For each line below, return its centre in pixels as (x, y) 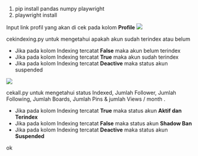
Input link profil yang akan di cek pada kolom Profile (71, 27)
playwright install (36, 15)
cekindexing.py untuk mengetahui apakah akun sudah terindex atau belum (98, 39)
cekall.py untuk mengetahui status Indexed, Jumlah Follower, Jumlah (91, 93)
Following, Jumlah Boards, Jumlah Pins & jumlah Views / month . (86, 99)
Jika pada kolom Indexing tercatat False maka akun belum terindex (98, 51)
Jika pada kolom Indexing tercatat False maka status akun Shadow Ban (103, 123)
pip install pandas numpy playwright (60, 9)
